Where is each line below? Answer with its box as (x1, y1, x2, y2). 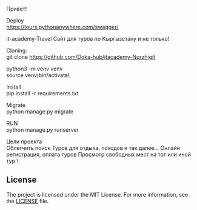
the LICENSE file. (6, 197, 49, 205)
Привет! (6, 5, 27, 12)
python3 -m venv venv (6, 65, 63, 72)
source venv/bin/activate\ (6, 72, 70, 78)
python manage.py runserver (6, 126, 79, 133)
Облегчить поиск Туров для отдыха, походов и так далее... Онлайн (6, 144, 180, 151)
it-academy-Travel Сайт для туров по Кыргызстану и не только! (6, 35, 170, 42)
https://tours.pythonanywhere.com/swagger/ (6, 24, 119, 30)
